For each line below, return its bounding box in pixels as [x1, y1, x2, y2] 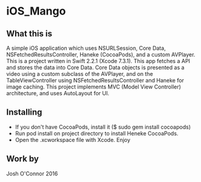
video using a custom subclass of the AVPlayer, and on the [6, 70, 154, 77]
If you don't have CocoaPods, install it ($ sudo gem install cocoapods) [15, 123, 191, 130]
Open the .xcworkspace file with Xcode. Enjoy [15, 136, 131, 143]
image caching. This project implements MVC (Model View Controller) [6, 83, 181, 90]
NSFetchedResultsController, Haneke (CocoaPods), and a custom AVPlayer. [6, 51, 196, 58]
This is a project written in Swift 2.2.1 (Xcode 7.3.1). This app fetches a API [6, 58, 190, 64]
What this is [6, 29, 53, 39]
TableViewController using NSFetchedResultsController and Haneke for [6, 77, 184, 84]
